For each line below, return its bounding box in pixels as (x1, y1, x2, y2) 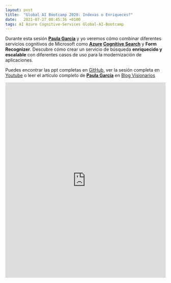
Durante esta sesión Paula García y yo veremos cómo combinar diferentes (5, 36, 162, 42)
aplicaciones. (5, 57, 33, 64)
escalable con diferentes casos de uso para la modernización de (5, 52, 141, 58)
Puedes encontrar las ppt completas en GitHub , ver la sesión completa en (5, 67, 160, 73)
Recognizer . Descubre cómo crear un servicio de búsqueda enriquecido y (5, 46, 162, 52)
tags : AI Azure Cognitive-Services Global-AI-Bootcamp (5, 21, 124, 27)
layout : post (5, 7, 33, 13)
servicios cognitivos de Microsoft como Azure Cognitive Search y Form (5, 41, 157, 47)
